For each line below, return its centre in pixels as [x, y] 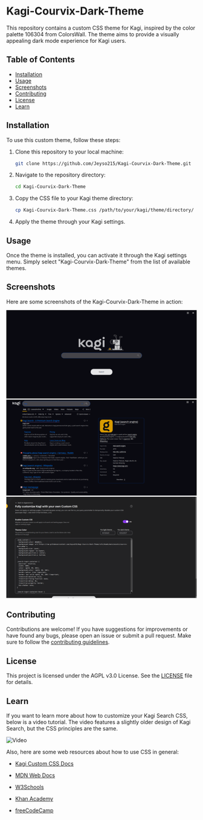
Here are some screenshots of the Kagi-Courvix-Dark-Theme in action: [95, 302]
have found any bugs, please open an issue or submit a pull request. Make [99, 636]
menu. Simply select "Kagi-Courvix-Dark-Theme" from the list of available [98, 262]
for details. [20, 682]
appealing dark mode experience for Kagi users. [66, 40]
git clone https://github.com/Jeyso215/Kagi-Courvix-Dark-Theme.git [103, 163]
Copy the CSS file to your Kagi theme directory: [74, 198]
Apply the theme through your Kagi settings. [70, 222]
